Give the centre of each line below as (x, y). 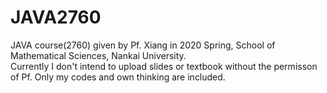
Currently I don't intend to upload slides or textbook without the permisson (164, 66)
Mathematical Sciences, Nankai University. (98, 55)
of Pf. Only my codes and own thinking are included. (118, 77)
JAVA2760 (56, 17)
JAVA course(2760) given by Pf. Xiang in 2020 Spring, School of (143, 45)
